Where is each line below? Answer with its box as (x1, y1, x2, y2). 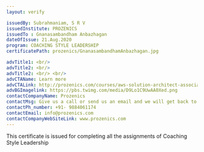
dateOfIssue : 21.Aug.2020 (6, 37, 72, 43)
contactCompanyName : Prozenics (6, 93, 86, 99)
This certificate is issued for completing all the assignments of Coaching (6, 132, 188, 140)
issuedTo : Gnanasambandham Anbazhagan (6, 31, 107, 37)
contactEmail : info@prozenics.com (6, 110, 94, 116)
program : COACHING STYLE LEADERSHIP (6, 43, 99, 49)
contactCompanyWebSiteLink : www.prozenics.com (6, 116, 126, 122)
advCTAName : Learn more (6, 76, 67, 82)
